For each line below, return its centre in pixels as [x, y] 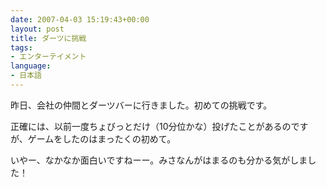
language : [31, 66]
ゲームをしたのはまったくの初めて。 [102, 138]
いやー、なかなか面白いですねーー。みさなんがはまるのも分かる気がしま [159, 160]
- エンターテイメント [48, 57]
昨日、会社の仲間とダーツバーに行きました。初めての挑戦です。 [141, 105]
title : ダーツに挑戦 [48, 38]
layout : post [37, 29]
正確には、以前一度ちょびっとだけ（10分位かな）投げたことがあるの [151, 126]
